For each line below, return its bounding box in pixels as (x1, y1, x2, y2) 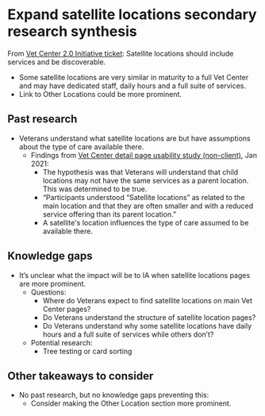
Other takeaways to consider (7, 369, 154, 383)
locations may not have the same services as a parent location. (42, 175, 249, 185)
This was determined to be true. (42, 184, 148, 194)
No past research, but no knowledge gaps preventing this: (18, 391, 209, 400)
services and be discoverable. (7, 57, 106, 67)
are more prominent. (18, 279, 86, 288)
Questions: (30, 287, 67, 297)
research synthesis (7, 22, 137, 40)
